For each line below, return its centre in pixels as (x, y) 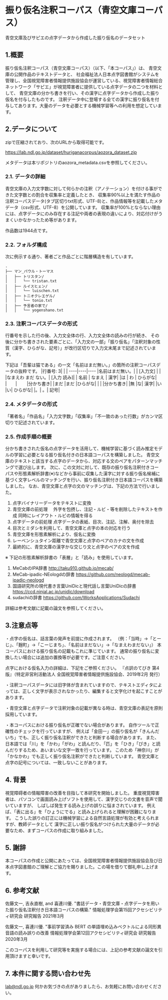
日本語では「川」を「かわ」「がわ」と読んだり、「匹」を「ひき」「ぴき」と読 (83, 743)
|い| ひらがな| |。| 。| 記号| (32, 390)
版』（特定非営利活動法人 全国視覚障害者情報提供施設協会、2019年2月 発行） (84, 674)
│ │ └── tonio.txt (29, 301)
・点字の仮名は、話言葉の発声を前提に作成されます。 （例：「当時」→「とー (83, 638)
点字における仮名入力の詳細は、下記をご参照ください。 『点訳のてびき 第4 (82, 668)
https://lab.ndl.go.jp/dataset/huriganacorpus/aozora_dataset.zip (71, 152)
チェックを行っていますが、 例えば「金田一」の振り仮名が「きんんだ (89, 731)
